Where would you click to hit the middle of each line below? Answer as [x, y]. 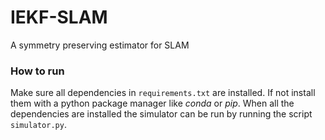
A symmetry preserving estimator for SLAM [100, 45]
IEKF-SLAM [59, 17]
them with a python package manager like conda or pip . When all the [152, 103]
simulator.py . [38, 125]
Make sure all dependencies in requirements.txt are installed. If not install [163, 93]
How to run [37, 71]
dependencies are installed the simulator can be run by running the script [161, 114]
